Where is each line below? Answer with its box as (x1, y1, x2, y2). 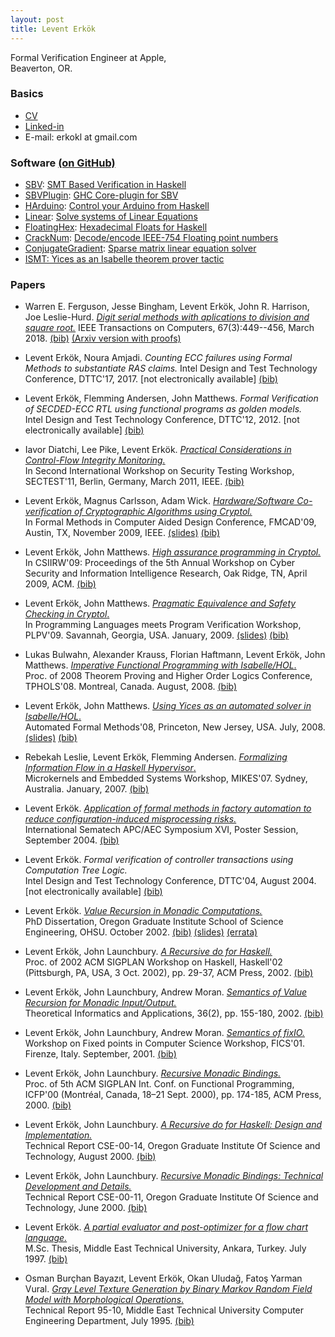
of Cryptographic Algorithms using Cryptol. (74, 506, 253, 518)
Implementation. (24, 1129, 93, 1141)
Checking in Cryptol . (24, 608, 110, 620)
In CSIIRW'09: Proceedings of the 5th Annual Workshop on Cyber (24, 557, 296, 569)
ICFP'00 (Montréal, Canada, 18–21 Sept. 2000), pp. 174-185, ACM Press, (24, 1089, 322, 1101)
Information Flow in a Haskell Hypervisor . (24, 762, 197, 774)
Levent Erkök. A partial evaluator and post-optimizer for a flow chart (24, 1221, 309, 1233)
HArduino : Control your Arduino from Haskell (24, 200, 210, 212)
